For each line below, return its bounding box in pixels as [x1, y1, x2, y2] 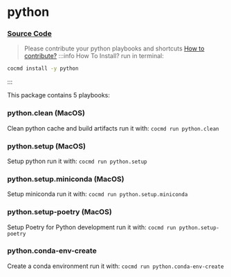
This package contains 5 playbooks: [7, 91, 111, 99]
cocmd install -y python [7, 65, 79, 73]
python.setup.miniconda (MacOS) [7, 174, 124, 184]
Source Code [7, 29, 52, 39]
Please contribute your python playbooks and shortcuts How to [24, 44, 205, 52]
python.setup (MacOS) [7, 141, 86, 151]
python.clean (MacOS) [7, 108, 85, 118]
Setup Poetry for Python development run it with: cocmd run [7, 222, 176, 231]
